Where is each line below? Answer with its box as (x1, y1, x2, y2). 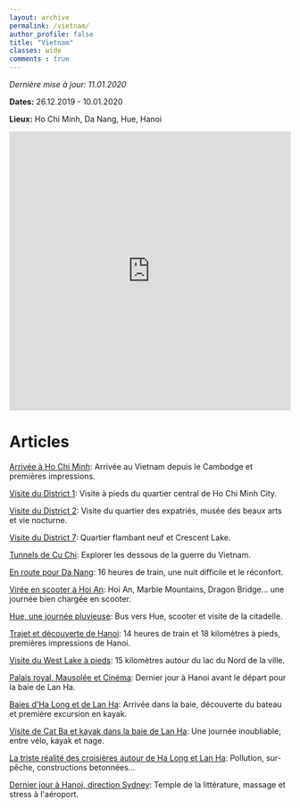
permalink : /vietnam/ (9, 21, 90, 30)
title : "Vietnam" (9, 37, 74, 47)
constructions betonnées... (37, 762, 136, 772)
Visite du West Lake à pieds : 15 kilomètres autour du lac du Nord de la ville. (9, 654, 286, 665)
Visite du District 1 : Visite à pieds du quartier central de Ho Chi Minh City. (9, 487, 278, 498)
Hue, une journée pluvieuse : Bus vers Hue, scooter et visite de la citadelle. (9, 611, 283, 621)
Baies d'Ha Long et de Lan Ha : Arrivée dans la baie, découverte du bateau (9, 698, 283, 710)
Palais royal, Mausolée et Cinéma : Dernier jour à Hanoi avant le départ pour (9, 671, 287, 683)
